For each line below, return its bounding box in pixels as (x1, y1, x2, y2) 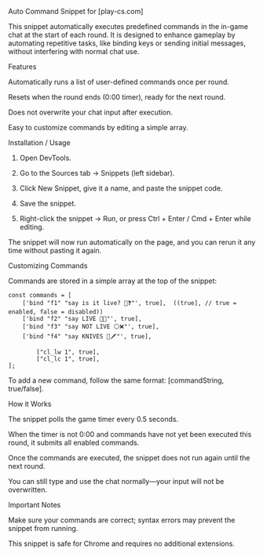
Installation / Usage (8, 138, 71, 147)
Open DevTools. (19, 153, 72, 162)
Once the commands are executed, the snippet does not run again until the (8, 453, 250, 462)
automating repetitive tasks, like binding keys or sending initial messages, (8, 38, 246, 48)
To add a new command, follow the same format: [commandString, (8, 376, 225, 385)
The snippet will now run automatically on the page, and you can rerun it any (8, 238, 256, 246)
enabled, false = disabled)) (8, 308, 104, 316)
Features (8, 62, 37, 71)
